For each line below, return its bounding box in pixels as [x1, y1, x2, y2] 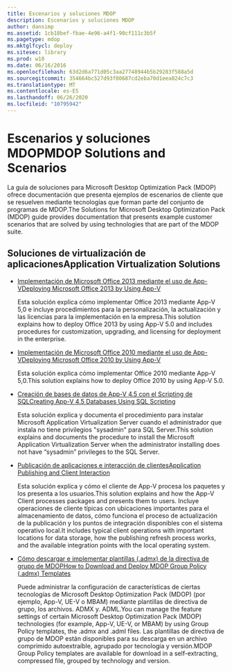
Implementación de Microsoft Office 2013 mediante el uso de [17, 277, 192, 285]
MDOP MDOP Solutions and [7, 145, 166, 161]
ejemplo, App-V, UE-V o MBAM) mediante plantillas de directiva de [17, 597, 208, 605]
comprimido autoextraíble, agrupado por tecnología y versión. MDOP [17, 641, 213, 650]
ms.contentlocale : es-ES [7, 88, 79, 95]
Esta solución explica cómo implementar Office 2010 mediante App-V [17, 369, 216, 377]
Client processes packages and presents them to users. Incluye [17, 496, 199, 505]
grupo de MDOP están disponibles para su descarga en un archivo [17, 634, 208, 643]
